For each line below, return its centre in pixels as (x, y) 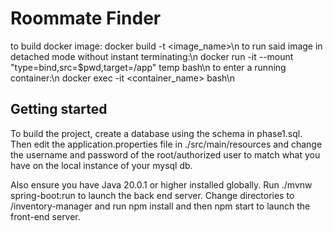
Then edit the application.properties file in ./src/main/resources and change (166, 144)
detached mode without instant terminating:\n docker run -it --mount (152, 56)
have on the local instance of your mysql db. (101, 165)
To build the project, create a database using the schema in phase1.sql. (156, 133)
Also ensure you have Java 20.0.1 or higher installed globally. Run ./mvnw (161, 184)
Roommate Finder (86, 18)
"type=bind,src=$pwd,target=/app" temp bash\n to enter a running (148, 67)
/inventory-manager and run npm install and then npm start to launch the (160, 206)
